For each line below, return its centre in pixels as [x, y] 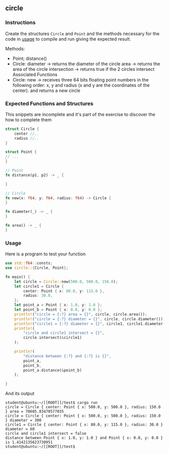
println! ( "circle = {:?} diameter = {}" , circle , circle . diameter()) [89, 319]
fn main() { [18, 277]
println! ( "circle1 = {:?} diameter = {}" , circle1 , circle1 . [79, 324]
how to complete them [28, 120]
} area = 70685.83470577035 [35, 412]
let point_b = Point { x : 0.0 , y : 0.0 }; [58, 310]
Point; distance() [29, 58]
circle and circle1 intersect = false [46, 434]
